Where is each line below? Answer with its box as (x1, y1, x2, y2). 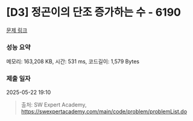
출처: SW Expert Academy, (21, 101, 87, 108)
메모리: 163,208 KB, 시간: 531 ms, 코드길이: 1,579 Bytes (6, 58, 140, 65)
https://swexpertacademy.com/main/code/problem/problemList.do (21, 108, 188, 115)
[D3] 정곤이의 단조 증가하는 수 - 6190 (6, 5, 181, 19)
